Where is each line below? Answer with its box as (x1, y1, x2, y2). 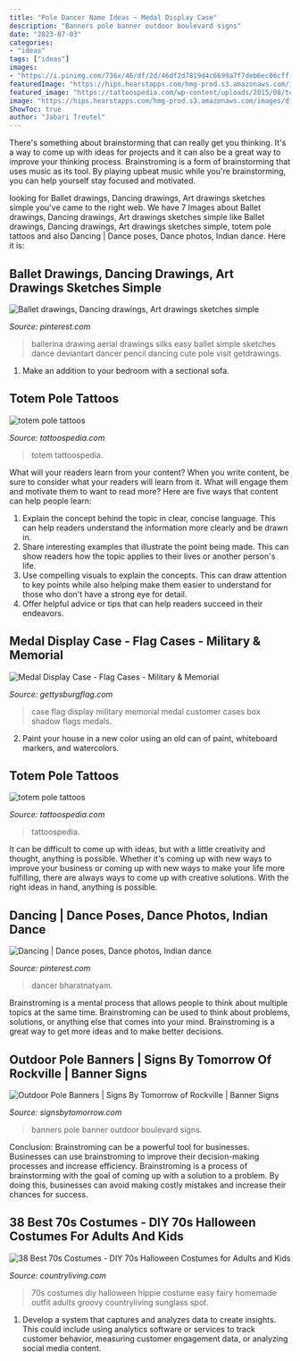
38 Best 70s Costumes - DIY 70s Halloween (9, 1215, 256, 1230)
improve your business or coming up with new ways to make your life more (9, 863, 286, 874)
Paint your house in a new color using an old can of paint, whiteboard (21, 732, 279, 743)
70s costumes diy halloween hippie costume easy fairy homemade (30, 1287, 277, 1298)
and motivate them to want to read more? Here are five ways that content (9, 486, 279, 496)
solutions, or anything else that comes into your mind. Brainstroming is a (9, 1017, 275, 1027)
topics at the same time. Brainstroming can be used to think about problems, (9, 1007, 290, 1018)
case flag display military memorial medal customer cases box (30, 706, 261, 716)
